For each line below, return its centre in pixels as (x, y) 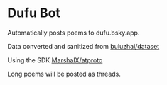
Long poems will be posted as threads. (64, 74)
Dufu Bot (34, 13)
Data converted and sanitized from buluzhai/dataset (83, 46)
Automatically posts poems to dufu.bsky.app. (74, 33)
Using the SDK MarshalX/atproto (55, 60)
